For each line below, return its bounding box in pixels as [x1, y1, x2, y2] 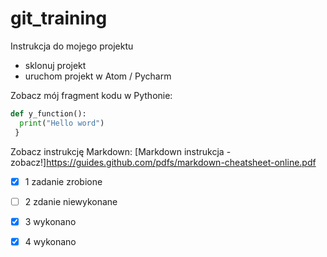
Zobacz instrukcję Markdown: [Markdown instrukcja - [10, 145, 232, 157]
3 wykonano [24, 215, 77, 227]
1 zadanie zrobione [24, 175, 103, 187]
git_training [10, 7, 108, 30]
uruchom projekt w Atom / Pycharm [24, 70, 172, 82]
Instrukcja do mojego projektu [10, 40, 134, 52]
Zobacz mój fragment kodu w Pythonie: [10, 89, 173, 101]
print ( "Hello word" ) [19, 118, 105, 128]
